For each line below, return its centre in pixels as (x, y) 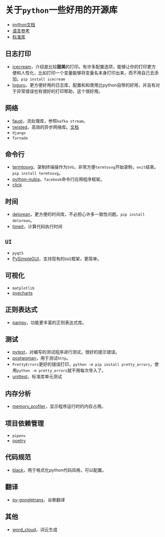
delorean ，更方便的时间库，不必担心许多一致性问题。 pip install (78, 215)
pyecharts (22, 293)
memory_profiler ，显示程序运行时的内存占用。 (59, 406)
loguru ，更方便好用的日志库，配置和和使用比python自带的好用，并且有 (84, 85)
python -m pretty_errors (42, 371)
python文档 (24, 25)
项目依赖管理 (25, 423)
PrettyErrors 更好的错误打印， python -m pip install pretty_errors (81, 364)
